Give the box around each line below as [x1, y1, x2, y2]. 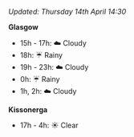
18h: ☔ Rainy [19, 50, 63, 59]
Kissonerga [8, 105, 48, 115]
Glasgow [8, 22, 39, 31]
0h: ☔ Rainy [19, 75, 60, 83]
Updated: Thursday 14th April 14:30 [8, 7, 127, 16]
